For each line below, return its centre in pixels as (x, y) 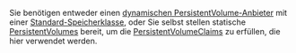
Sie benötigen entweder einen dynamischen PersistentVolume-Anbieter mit (148, 13)
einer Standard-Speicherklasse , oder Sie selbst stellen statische (128, 22)
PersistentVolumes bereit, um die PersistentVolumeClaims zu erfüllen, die (145, 31)
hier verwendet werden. (53, 41)
